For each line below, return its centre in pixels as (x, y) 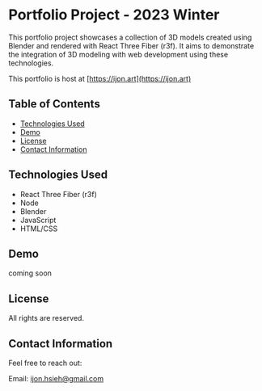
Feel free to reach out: (45, 363)
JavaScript (38, 220)
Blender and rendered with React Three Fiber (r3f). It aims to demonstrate (131, 45)
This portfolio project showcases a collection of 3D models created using (130, 37)
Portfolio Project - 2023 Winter (114, 15)
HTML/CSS (39, 229)
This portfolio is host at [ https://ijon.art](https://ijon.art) (100, 78)
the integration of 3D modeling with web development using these (118, 54)
